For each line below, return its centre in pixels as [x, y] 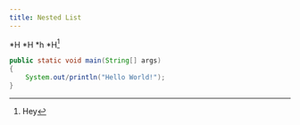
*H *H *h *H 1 [35, 44]
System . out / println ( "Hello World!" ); [96, 78]
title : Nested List [46, 17]
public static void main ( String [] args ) [86, 61]
